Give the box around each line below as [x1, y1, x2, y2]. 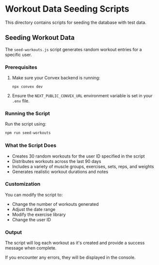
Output [5, 229, 22, 235]
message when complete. [5, 245, 57, 251]
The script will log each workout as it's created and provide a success [5, 240, 145, 246]
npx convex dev [12, 84, 43, 89]
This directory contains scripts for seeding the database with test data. [5, 19, 146, 25]
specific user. [5, 52, 32, 57]
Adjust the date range [12, 206, 56, 212]
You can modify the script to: [5, 192, 63, 197]
